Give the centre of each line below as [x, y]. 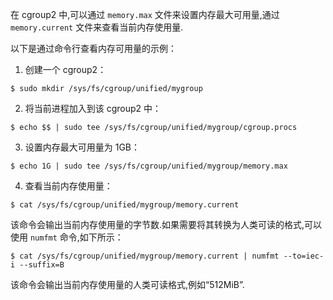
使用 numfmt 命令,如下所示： [67, 237]
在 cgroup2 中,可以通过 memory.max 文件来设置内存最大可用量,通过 [145, 14]
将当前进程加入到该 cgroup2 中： [93, 108]
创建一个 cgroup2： [65, 69]
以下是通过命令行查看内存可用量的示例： [93, 48]
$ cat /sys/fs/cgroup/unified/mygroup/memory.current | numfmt [145, 256]
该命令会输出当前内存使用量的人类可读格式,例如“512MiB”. [127, 284]
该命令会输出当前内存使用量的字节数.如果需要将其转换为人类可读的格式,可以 [166, 224]
